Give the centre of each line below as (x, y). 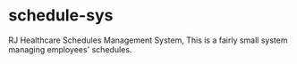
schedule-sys (61, 16)
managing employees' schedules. (70, 49)
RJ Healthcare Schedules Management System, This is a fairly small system (148, 40)
